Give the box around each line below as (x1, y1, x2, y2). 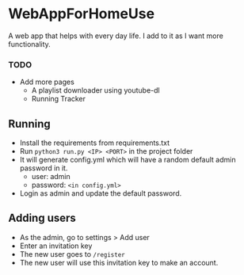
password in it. (19, 163, 68, 173)
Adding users (8, 212, 77, 225)
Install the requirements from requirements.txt (19, 138, 170, 147)
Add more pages (19, 77, 75, 87)
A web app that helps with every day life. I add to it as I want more (8, 31, 223, 40)
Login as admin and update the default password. (19, 189, 182, 198)
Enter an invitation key (19, 241, 93, 250)
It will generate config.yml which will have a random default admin (19, 155, 236, 165)
